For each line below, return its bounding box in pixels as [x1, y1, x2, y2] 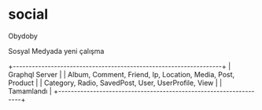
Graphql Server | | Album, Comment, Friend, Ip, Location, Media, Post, [8, 69, 235, 79]
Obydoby [8, 31, 38, 41]
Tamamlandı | [8, 86, 53, 95]
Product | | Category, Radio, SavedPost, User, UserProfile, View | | [8, 78, 223, 87]
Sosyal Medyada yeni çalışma [8, 46, 105, 55]
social [8, 5, 49, 23]
